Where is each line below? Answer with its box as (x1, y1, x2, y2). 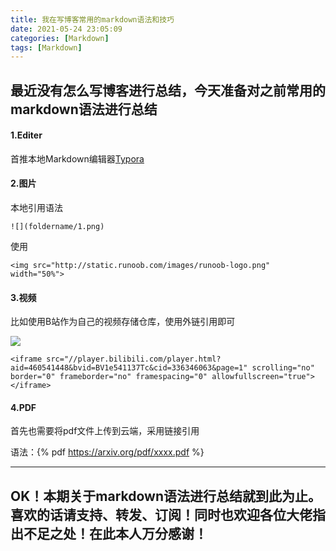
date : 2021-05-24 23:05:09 (10, 24, 123, 34)
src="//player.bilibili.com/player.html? (46, 354, 222, 365)
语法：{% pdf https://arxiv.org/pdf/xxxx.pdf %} (10, 446, 205, 458)
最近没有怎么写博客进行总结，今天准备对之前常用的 (10, 82, 326, 99)
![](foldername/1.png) (10, 222, 105, 232)
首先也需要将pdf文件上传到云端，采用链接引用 (10, 425, 200, 437)
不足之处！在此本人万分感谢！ (23, 525, 208, 542)
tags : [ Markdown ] (10, 42, 83, 53)
